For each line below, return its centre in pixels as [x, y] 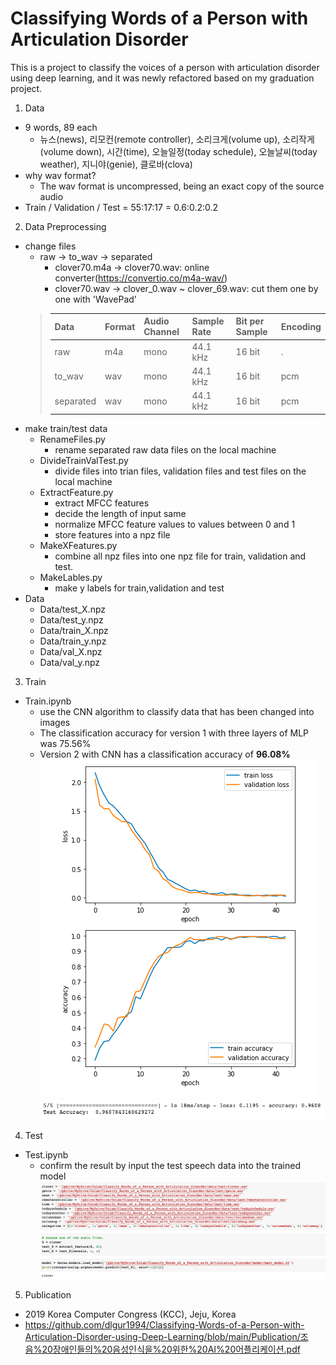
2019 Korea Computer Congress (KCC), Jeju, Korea [130, 1314]
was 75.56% [65, 743]
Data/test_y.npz [71, 619]
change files [50, 246]
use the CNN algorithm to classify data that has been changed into [177, 711]
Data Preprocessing [65, 226]
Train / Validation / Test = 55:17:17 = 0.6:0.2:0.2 [121, 207]
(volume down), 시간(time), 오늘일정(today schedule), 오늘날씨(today [178, 151]
